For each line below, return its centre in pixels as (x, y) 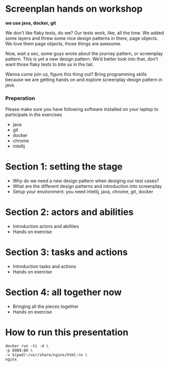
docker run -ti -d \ (27, 346)
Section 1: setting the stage (64, 167)
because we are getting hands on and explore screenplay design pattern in (84, 79)
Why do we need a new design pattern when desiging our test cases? (86, 181)
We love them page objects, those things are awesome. (63, 43)
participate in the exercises (34, 115)
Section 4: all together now (64, 292)
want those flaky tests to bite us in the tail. (50, 64)
